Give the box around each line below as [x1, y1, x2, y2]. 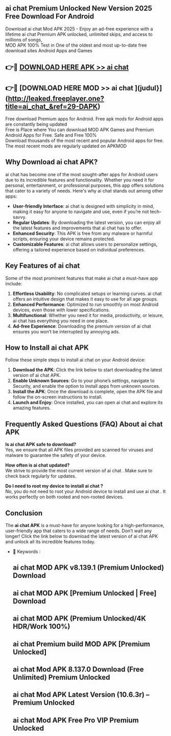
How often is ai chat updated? [5, 462, 70, 468]
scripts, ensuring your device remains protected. [12, 236, 115, 242]
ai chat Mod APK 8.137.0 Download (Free [12, 665, 144, 674]
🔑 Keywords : [12, 549, 41, 555]
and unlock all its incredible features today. [5, 539, 95, 545]
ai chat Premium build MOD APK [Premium [12, 640, 151, 648]
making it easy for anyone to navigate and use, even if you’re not [12, 208, 149, 215]
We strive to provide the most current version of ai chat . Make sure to [5, 468, 153, 474]
